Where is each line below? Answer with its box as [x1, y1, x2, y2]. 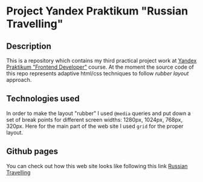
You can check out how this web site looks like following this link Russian [6, 162, 188, 169]
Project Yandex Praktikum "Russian [6, 4, 188, 18]
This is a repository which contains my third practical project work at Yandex [6, 57, 197, 64]
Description [6, 41, 51, 51]
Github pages [6, 146, 59, 157]
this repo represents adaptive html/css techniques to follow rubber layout [6, 70, 189, 77]
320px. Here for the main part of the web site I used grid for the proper [6, 122, 184, 130]
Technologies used [6, 93, 80, 104]
